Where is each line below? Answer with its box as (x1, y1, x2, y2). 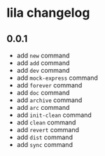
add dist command (16, 133, 73, 141)
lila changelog (6, 5, 90, 21)
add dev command (16, 66, 70, 74)
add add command (16, 59, 70, 67)
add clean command (16, 118, 76, 127)
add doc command (16, 89, 70, 97)
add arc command (16, 104, 70, 111)
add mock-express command (16, 73, 99, 82)
